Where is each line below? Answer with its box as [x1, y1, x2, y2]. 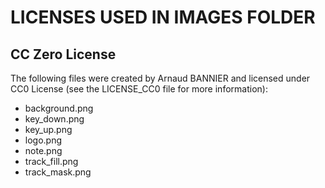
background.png [24, 102, 94, 114]
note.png [24, 145, 63, 156]
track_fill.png [24, 156, 79, 167]
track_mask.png [24, 166, 92, 178]
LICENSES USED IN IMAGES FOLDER [10, 6, 316, 29]
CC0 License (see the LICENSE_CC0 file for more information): [10, 83, 268, 95]
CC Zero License [10, 46, 117, 63]
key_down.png [24, 113, 85, 125]
